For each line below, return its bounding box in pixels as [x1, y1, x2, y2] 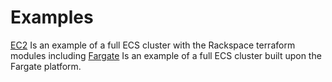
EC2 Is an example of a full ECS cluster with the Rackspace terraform [10, 39, 296, 51]
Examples [10, 6, 94, 29]
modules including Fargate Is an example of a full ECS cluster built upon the [10, 49, 322, 61]
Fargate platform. [10, 60, 82, 72]
